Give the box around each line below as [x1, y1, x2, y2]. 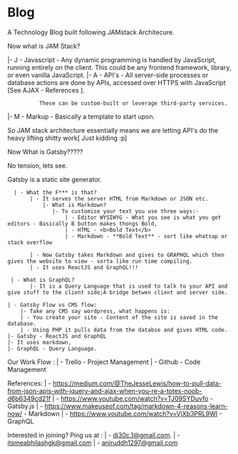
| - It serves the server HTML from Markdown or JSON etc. [29, 195, 209, 202]
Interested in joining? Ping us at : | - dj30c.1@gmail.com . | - [7, 430, 180, 439]
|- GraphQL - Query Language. [7, 345, 98, 352]
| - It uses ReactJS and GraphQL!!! [29, 263, 139, 271]
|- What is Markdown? [42, 201, 107, 208]
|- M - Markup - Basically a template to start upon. [7, 112, 155, 121]
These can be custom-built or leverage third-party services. [38, 99, 228, 107]
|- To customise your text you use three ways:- [52, 208, 200, 215]
